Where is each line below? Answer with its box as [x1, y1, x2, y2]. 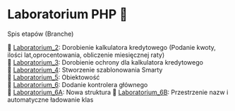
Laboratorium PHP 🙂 [7, 6, 128, 22]
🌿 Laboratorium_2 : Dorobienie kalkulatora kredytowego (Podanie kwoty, [7, 43, 217, 51]
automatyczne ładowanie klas [7, 95, 94, 104]
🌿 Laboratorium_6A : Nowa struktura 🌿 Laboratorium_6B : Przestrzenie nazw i [7, 88, 229, 96]
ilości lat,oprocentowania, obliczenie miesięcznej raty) [7, 51, 164, 59]
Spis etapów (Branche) [7, 30, 74, 38]
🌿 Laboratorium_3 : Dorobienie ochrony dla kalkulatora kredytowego [7, 58, 203, 66]
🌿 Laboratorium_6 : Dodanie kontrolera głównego [7, 80, 148, 89]
